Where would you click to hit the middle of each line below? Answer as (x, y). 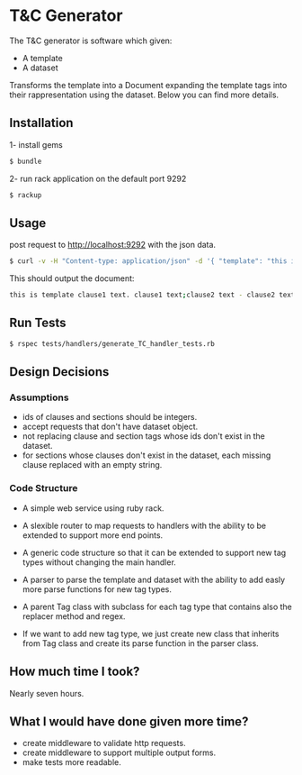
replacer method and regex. (74, 616)
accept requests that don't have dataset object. (110, 427)
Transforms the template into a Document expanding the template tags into (148, 85)
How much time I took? (75, 672)
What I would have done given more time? (129, 721)
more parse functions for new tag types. (97, 589)
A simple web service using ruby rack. (93, 508)
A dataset (40, 68)
